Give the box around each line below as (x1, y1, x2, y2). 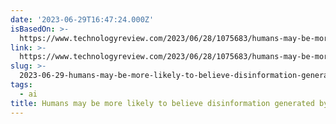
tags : (10, 80, 33, 90)
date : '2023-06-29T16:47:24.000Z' (10, 14, 155, 25)
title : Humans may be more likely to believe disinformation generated (10, 98, 315, 108)
